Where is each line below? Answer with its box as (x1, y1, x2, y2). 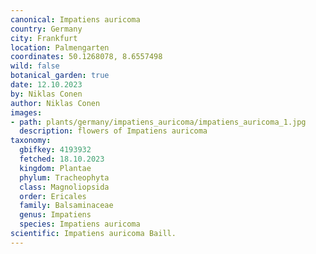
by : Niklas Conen (10, 89, 83, 99)
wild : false (10, 61, 60, 71)
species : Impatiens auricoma (19, 219, 141, 230)
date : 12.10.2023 (10, 80, 83, 90)
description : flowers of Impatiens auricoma (19, 126, 208, 136)
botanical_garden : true (10, 71, 110, 81)
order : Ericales (19, 191, 87, 201)
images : (10, 107, 43, 118)
